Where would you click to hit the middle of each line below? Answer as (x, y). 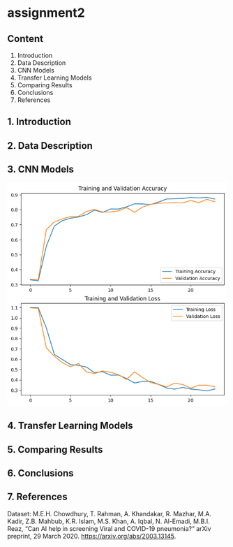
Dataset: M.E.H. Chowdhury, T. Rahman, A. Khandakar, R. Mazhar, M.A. (109, 513)
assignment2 (46, 13)
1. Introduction (39, 122)
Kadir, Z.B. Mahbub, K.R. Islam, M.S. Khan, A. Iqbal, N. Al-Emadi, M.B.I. (109, 521)
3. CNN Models (41, 169)
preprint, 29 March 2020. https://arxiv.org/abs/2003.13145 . (92, 536)
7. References (37, 497)
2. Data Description (50, 146)
